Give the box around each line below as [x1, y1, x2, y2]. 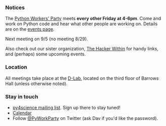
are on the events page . [5, 26, 54, 32]
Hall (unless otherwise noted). [5, 80, 68, 87]
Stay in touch [5, 93, 39, 100]
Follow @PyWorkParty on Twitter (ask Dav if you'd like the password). [12, 115, 158, 121]
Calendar [12, 110, 32, 116]
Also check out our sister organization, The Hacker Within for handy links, [5, 46, 159, 52]
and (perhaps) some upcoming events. [5, 51, 86, 57]
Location [5, 64, 28, 71]
